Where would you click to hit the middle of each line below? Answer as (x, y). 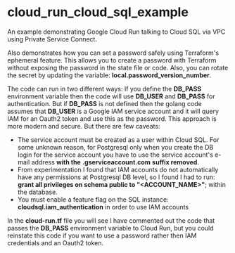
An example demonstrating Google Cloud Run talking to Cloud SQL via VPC (116, 32)
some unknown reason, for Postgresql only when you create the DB (115, 147)
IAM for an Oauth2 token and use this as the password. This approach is (112, 118)
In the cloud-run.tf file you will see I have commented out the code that (111, 220)
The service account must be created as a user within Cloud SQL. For (118, 140)
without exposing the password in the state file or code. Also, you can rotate (118, 67)
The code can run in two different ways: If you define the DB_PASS (104, 89)
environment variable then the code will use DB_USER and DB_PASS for (111, 96)
